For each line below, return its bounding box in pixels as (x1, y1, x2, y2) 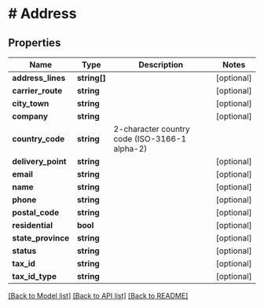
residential (12, 220, 53, 230)
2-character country (113, 123, 190, 134)
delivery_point (12, 156, 67, 167)
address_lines (12, 72, 66, 83)
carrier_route (12, 86, 63, 96)
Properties (8, 36, 61, 49)
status (12, 245, 37, 256)
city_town (12, 98, 49, 108)
